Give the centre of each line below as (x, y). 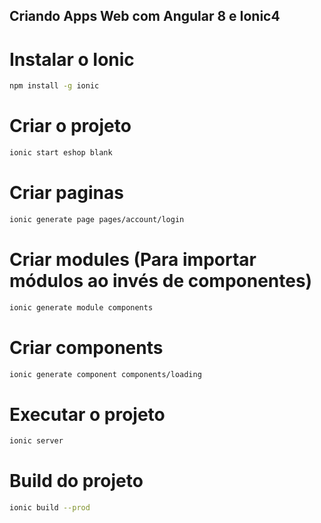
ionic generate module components (81, 307)
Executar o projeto (87, 414)
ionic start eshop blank (61, 153)
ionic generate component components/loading (105, 374)
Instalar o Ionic (72, 59)
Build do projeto (76, 481)
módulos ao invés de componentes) (161, 281)
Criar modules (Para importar (133, 260)
